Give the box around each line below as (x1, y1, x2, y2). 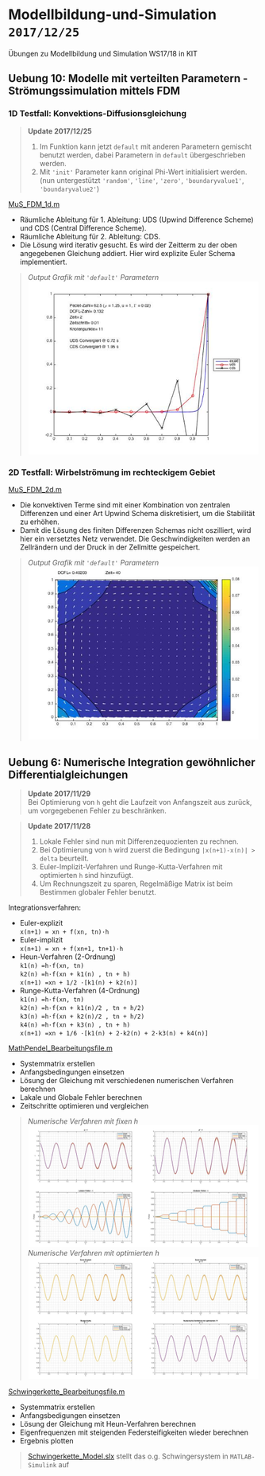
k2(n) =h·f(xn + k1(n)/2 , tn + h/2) (19, 1004, 145, 1012)
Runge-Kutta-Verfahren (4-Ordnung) (19, 986, 140, 996)
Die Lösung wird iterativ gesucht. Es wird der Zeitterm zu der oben (19, 240, 238, 250)
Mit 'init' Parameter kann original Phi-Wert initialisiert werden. (39, 167, 248, 177)
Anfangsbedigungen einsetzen (19, 1410, 121, 1420)
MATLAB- (229, 1453, 255, 1461)
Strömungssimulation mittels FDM (8, 84, 181, 98)
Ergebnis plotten (19, 1435, 74, 1445)
